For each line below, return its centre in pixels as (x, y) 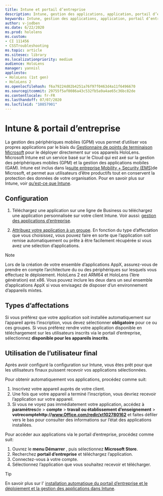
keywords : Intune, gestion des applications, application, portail (75, 18)
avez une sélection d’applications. (46, 246)
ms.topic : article (24, 50)
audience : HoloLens (25, 64)
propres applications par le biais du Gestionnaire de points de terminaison (79, 147)
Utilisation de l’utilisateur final (51, 353)
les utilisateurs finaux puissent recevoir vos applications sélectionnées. (76, 370)
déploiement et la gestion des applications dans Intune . (60, 489)
